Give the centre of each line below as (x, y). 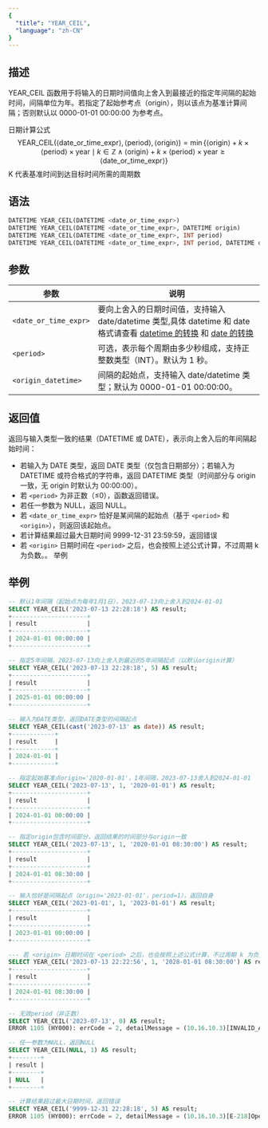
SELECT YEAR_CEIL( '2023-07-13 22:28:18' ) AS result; (98, 609)
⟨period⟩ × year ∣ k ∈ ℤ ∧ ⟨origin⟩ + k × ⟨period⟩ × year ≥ (133, 151)
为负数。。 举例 (43, 555)
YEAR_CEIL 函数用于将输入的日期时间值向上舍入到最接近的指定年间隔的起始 (132, 93)
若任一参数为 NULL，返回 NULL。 (75, 505)
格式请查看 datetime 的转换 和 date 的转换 (175, 333)
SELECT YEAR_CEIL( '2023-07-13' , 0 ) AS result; (87, 1021)
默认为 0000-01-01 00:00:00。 (175, 387)
